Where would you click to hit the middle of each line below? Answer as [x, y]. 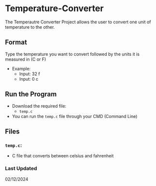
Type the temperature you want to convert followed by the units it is [72, 54]
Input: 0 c [29, 79]
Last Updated [21, 169]
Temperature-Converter [54, 8]
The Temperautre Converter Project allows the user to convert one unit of [78, 22]
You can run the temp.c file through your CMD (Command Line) [75, 116]
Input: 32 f [29, 74]
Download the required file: [39, 106]
